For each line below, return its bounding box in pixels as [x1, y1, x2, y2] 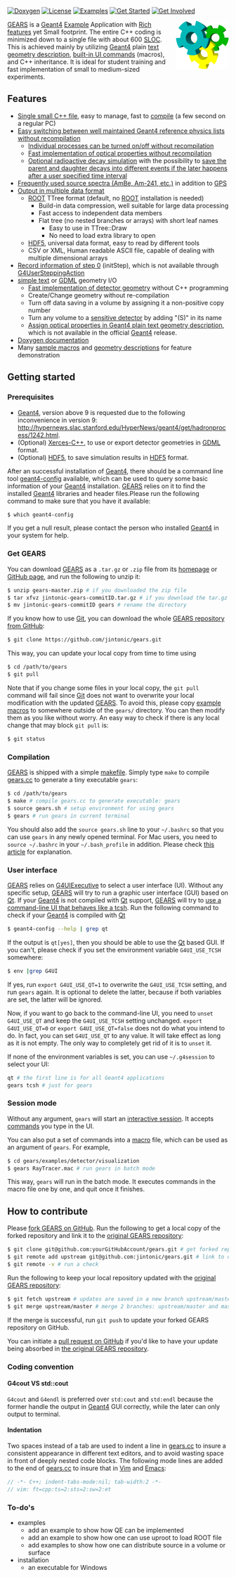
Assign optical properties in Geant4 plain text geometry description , [27, 321, 225, 329]
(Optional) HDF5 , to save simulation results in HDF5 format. [17, 453, 189, 461]
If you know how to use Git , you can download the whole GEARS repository [7, 614, 225, 622]
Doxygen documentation [17, 336, 89, 344]
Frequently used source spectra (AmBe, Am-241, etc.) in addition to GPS [17, 179, 227, 187]
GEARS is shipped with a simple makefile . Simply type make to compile [7, 768, 209, 777]
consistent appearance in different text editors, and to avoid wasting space [7, 1449, 224, 1457]
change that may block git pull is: [7, 721, 109, 729]
